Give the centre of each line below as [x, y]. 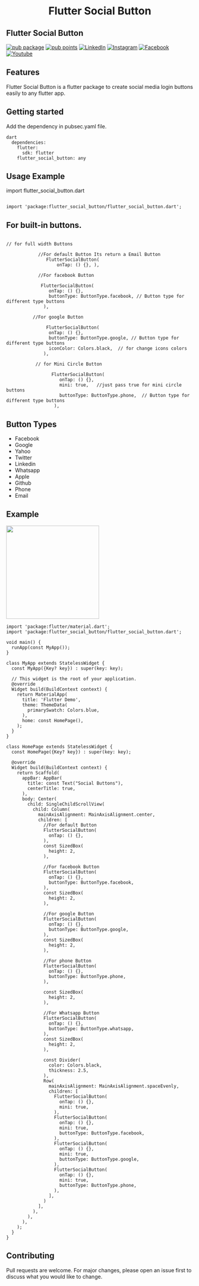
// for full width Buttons [40, 244]
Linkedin [25, 464]
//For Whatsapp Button [72, 1013]
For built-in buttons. [44, 225]
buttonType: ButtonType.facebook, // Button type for [116, 297]
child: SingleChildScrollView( [66, 804]
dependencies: [29, 142]
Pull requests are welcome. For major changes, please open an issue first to [99, 1270]
